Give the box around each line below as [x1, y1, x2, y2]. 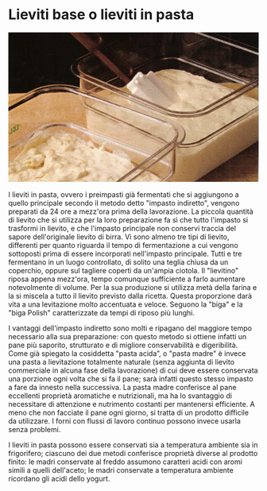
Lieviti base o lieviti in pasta [8, 6, 195, 24]
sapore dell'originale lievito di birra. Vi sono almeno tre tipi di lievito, [8, 232, 230, 242]
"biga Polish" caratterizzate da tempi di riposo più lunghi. [8, 308, 195, 318]
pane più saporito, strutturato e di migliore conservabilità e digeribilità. [8, 340, 238, 350]
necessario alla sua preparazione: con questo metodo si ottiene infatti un [8, 332, 247, 342]
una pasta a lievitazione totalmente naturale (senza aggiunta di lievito [8, 358, 235, 367]
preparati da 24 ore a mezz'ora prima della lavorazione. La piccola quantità [8, 207, 254, 216]
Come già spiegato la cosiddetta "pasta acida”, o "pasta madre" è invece [8, 349, 246, 358]
